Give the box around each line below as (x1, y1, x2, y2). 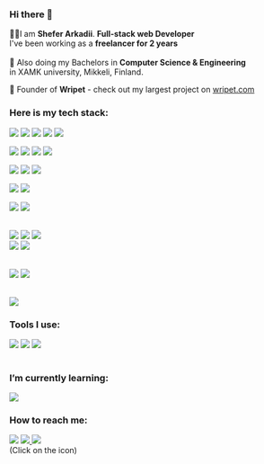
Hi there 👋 (9, 8, 54, 21)
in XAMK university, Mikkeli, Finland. (9, 67, 144, 77)
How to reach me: (9, 414, 88, 426)
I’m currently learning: (9, 371, 110, 384)
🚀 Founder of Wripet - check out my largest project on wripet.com (9, 85, 255, 95)
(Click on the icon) (9, 445, 78, 456)
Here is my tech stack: (9, 107, 110, 120)
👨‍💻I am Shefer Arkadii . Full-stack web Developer (9, 29, 195, 40)
